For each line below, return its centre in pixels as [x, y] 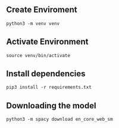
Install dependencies [46, 74]
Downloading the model [51, 106]
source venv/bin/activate [38, 55]
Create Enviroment [42, 10]
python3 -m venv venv [33, 23]
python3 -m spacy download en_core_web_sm [59, 119]
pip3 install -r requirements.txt [49, 88]
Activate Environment [47, 42]
